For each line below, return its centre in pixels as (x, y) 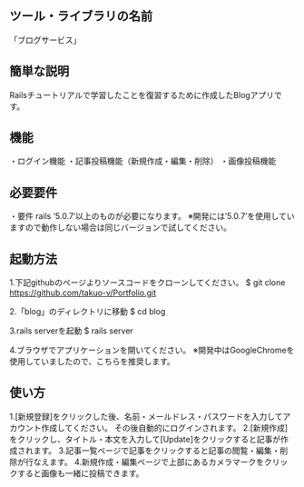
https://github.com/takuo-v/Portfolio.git (83, 293)
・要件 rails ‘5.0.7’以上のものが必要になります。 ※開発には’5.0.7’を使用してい (152, 216)
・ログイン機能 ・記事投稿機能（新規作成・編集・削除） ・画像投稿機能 (143, 161)
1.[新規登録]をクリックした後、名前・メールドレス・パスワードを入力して (146, 416)
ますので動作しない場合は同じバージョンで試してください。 (120, 228)
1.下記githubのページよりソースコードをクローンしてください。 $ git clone (147, 283)
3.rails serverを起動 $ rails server (71, 331)
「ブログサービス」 (45, 40)
